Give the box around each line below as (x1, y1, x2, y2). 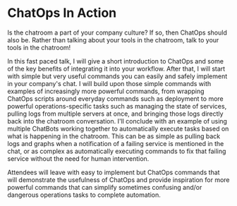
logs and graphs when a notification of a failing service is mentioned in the (7, 139, 224, 147)
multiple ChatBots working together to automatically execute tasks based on (7, 124, 229, 133)
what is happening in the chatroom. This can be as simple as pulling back (7, 132, 221, 140)
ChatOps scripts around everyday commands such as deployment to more (7, 94, 224, 103)
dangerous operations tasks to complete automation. (7, 190, 161, 199)
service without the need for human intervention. (7, 154, 150, 163)
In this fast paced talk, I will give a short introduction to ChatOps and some (7, 56, 224, 65)
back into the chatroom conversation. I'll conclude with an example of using (7, 116, 228, 125)
